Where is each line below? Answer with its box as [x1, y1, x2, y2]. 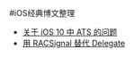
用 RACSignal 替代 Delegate [22, 38, 126, 48]
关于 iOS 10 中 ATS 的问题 [22, 27, 118, 37]
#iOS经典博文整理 [9, 8, 75, 18]
